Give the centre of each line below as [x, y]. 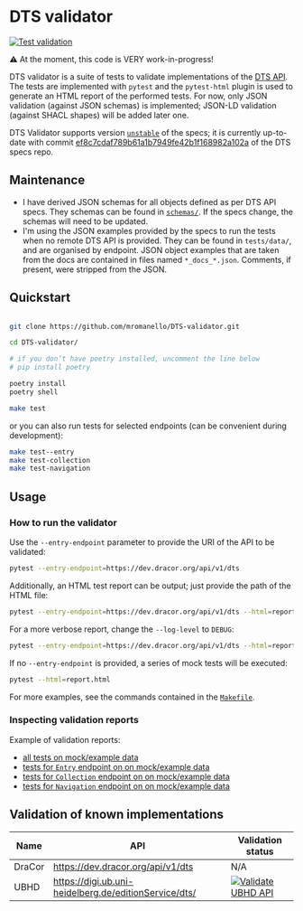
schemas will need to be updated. [85, 221]
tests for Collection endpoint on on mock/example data [126, 776]
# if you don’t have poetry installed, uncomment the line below [134, 359]
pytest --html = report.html [60, 680]
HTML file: [29, 595]
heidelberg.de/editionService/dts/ [124, 892]
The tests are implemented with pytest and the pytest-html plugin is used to [151, 86]
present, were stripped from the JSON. [95, 269]
